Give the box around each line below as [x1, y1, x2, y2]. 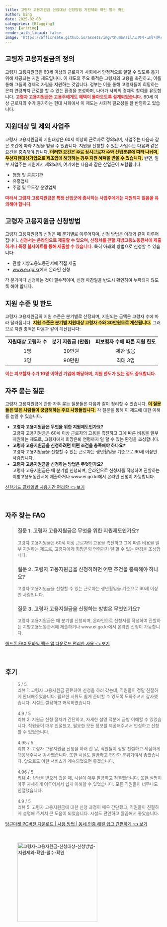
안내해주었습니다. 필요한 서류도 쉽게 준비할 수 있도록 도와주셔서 [22, 694, 145, 700]
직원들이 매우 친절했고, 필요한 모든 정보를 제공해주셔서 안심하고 [28, 722, 150, 729]
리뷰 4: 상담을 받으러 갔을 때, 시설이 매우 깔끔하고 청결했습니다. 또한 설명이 [17, 775, 162, 781]
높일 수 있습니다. [10, 413, 42, 419]
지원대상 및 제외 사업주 [5, 122, 71, 131]
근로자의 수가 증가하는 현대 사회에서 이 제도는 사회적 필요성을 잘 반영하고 [10, 100, 151, 106]
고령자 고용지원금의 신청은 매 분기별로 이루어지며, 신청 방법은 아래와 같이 [5, 231, 146, 237]
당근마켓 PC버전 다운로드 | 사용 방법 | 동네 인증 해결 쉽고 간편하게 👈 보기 [5, 821, 148, 827]
